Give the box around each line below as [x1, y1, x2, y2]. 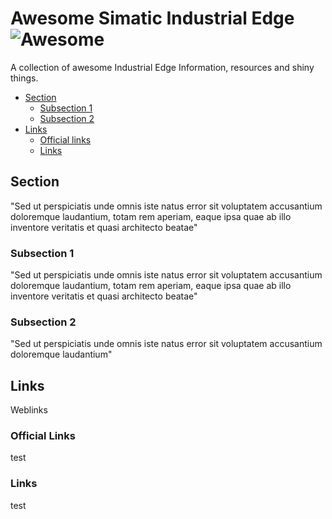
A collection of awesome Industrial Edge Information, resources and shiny [10, 61, 315, 73]
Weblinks [10, 404, 48, 416]
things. [10, 72, 39, 84]
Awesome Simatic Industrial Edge [10, 7, 295, 30]
